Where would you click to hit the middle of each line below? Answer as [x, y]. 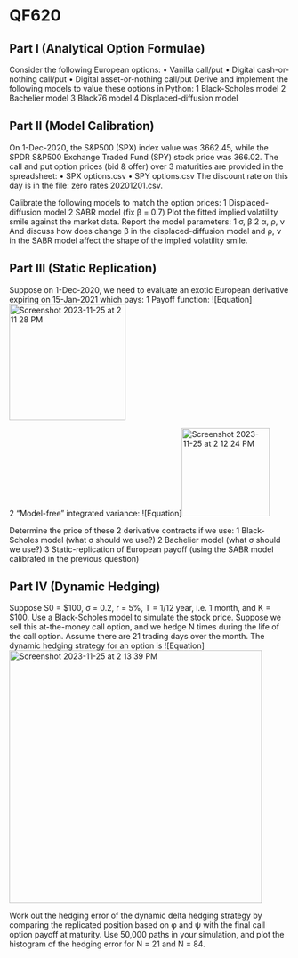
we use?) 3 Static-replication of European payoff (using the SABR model [141, 549]
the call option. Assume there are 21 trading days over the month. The [137, 637]
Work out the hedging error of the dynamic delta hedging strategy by [136, 916]
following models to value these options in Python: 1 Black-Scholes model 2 [148, 89]
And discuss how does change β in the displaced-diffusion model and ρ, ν [145, 231]
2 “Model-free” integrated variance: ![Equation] [96, 513]
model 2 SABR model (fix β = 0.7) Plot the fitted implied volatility [161, 212]
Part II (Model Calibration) [82, 126]
